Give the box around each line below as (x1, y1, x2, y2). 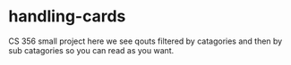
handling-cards (8, 6, 126, 27)
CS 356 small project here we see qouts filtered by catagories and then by (8, 36, 283, 46)
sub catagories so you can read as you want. (8, 45, 175, 55)
